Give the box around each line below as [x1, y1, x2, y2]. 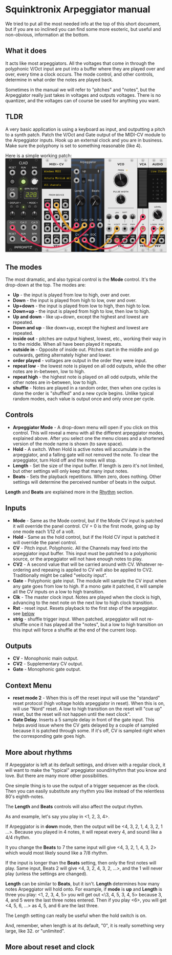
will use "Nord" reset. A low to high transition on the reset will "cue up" [12, 706, 162, 712]
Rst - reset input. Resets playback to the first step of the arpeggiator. [12, 605, 158, 611]
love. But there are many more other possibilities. [5, 773, 109, 779]
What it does [5, 46, 47, 55]
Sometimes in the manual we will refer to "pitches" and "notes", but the [5, 86, 155, 93]
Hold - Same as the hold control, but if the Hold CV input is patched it [12, 534, 160, 540]
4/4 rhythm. [5, 835, 31, 841]
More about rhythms [5, 748, 73, 757]
